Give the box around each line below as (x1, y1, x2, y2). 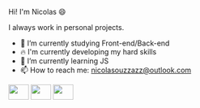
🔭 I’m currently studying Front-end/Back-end (19, 38, 170, 48)
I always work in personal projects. (8, 23, 125, 32)
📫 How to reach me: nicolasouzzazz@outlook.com (19, 65, 192, 75)
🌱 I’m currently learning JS (19, 56, 109, 66)
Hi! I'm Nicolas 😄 (8, 7, 66, 16)
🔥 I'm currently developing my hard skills (19, 47, 157, 56)
